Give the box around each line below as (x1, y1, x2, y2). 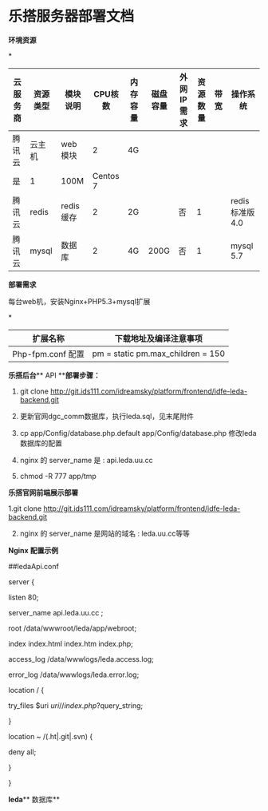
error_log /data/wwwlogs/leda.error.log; (8, 670, 140, 679)
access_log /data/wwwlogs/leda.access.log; (8, 654, 154, 663)
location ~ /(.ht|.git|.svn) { (8, 731, 93, 741)
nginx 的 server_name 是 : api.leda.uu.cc (19, 455, 153, 465)
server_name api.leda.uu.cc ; (8, 607, 104, 617)
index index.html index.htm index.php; (8, 639, 134, 648)
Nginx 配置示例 (8, 545, 59, 555)
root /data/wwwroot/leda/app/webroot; (8, 623, 137, 633)
